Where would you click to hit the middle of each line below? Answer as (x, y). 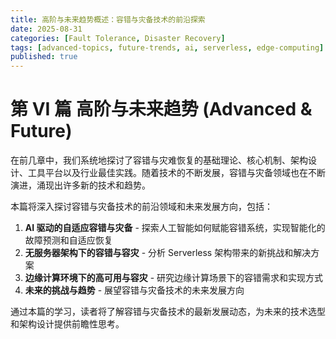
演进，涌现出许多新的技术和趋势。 (80, 185)
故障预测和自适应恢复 (68, 240)
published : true (44, 57)
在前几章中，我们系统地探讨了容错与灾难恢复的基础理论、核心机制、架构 (159, 160)
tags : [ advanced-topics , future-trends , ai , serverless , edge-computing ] (167, 47)
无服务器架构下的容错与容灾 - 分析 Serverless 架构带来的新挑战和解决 (168, 253)
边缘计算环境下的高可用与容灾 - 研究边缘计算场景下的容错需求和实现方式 (174, 278)
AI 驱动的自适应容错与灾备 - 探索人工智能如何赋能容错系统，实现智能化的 (175, 228)
